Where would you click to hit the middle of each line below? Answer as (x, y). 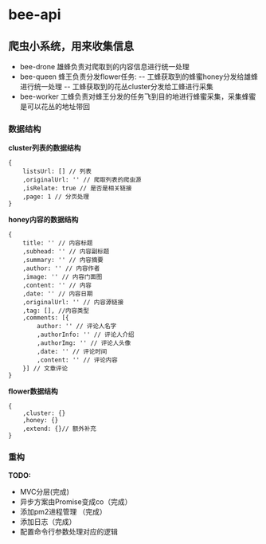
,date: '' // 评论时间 (72, 352)
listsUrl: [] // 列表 (57, 172)
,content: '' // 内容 (57, 286)
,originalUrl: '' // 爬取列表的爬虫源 (82, 180)
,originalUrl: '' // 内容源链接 (73, 303)
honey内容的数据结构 (43, 220)
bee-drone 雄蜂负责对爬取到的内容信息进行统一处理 (104, 67)
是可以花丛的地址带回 (55, 106)
